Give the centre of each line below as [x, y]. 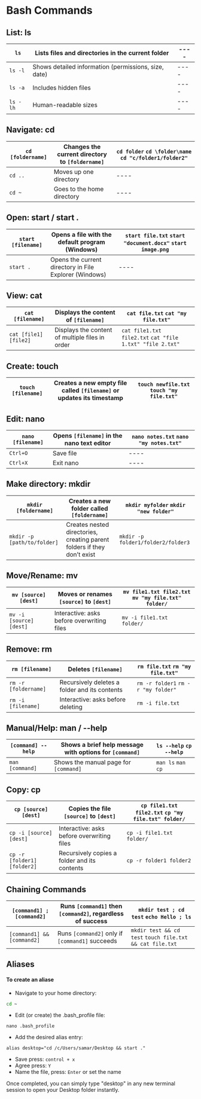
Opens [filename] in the [88, 436]
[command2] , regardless [92, 914]
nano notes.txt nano [160, 437]
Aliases [20, 964]
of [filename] [85, 320]
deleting [71, 707]
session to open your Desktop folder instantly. [63, 1090]
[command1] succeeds [88, 941]
